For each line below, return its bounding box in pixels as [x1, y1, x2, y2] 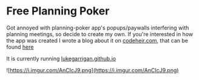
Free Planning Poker [6, 4, 110, 18]
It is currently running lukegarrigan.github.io [6, 55, 116, 62]
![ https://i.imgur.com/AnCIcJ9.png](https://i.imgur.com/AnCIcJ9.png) [6, 66, 179, 73]
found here [6, 43, 34, 51]
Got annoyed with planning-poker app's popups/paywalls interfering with [6, 24, 189, 31]
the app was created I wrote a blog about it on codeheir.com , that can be [6, 37, 189, 44]
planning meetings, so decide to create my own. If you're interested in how [6, 30, 193, 37]
